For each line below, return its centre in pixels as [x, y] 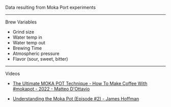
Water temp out [29, 43]
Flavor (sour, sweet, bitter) [40, 59]
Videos [13, 74]
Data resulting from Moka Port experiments [50, 7]
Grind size [23, 32]
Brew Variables [21, 22]
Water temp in [27, 37]
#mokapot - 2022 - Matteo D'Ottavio [51, 89]
